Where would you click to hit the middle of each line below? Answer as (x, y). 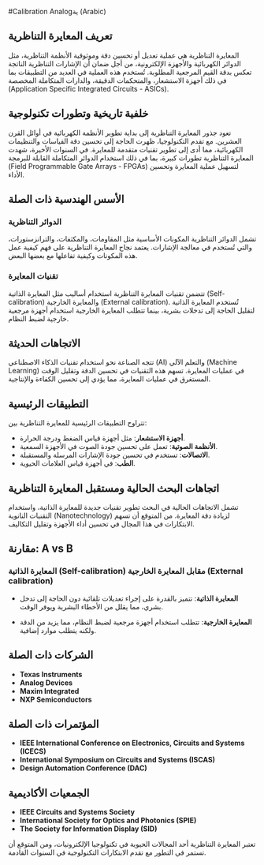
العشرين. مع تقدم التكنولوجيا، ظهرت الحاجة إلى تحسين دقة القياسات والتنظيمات (125, 140)
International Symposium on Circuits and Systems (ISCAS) (117, 760)
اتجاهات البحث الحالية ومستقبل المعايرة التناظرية (114, 488)
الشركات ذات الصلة (51, 655)
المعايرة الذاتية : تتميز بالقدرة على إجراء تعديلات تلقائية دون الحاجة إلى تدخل (129, 598)
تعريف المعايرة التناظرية (60, 36)
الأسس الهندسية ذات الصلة (66, 199)
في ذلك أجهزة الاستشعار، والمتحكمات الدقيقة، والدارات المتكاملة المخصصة (117, 80)
